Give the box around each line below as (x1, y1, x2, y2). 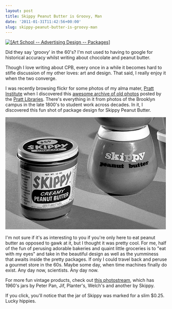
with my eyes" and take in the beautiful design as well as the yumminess (5, 251, 159, 257)
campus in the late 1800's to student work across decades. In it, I (5, 101, 143, 108)
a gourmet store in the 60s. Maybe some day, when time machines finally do (5, 262, 167, 268)
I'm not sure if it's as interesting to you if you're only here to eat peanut (5, 235, 156, 241)
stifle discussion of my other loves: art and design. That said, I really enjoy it (5, 70, 166, 76)
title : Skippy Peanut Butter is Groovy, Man (5, 13, 102, 19)
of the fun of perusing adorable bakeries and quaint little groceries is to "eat (5, 245, 166, 252)
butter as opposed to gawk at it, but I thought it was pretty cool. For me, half (5, 240, 167, 246)
